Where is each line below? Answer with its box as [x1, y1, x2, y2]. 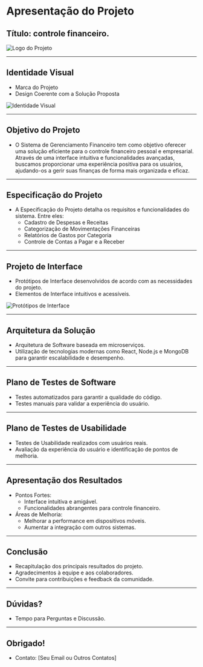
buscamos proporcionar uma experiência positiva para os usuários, [14, 160, 183, 168]
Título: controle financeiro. [6, 28, 110, 39]
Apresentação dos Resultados [6, 475, 123, 485]
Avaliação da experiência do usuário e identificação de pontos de [14, 445, 178, 453]
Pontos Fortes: [14, 491, 52, 499]
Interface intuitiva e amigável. [24, 498, 98, 505]
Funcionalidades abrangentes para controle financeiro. [24, 504, 161, 511]
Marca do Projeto [14, 84, 59, 91]
